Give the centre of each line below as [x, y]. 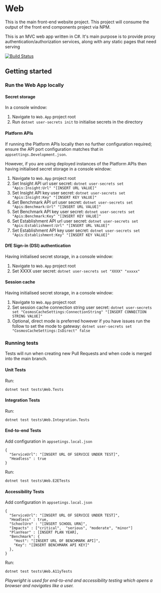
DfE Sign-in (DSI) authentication [38, 246]
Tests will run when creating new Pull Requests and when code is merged [78, 353]
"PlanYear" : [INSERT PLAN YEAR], [44, 532]
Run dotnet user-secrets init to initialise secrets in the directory [77, 122]
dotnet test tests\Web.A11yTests [39, 572]
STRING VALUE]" [27, 316]
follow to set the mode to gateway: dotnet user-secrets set [72, 326]
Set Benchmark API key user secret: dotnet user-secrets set [73, 211]
